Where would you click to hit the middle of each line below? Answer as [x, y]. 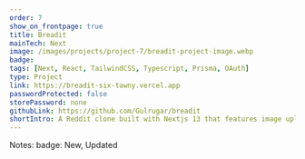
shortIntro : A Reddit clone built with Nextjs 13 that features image [146, 119]
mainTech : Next [38, 43]
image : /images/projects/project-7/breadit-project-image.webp [132, 52]
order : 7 [26, 18]
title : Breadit [38, 35]
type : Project [36, 77]
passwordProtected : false [58, 94]
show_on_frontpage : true [56, 26]
